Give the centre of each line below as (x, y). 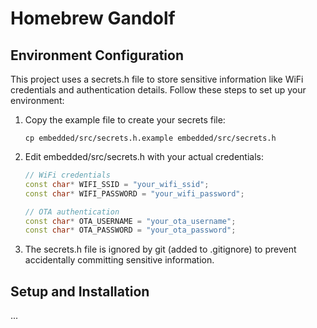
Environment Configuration (97, 55)
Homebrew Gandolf (93, 18)
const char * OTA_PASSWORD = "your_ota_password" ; (130, 230)
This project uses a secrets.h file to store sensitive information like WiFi (157, 79)
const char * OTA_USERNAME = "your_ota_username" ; (130, 221)
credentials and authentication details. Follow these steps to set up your (158, 90)
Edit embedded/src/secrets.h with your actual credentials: (144, 156)
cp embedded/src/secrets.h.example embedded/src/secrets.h (150, 138)
